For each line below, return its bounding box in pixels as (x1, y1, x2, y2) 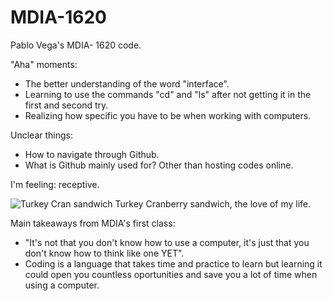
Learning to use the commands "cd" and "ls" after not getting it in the (24, 88, 312, 100)
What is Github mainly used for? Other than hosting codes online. (24, 159, 294, 171)
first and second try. (24, 99, 109, 111)
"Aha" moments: (10, 58, 78, 70)
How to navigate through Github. (24, 148, 160, 160)
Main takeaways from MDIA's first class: (10, 217, 176, 229)
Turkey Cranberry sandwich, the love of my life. (114, 197, 312, 210)
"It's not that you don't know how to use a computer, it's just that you (24, 236, 310, 248)
